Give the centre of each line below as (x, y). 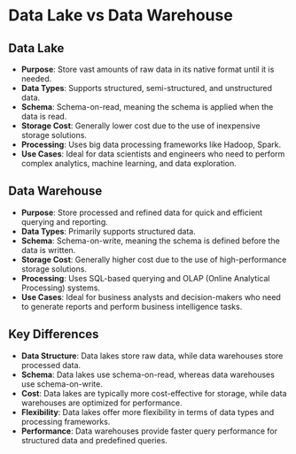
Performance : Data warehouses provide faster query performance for (149, 431)
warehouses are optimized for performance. (101, 403)
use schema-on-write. (62, 384)
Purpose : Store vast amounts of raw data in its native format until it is (148, 69)
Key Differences (54, 334)
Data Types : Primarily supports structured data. (109, 231)
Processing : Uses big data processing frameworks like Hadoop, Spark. (151, 144)
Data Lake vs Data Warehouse (121, 15)
